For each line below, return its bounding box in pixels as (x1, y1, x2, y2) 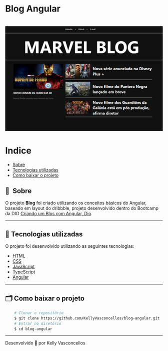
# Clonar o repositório (14, 310, 64, 315)
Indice (5, 145, 31, 156)
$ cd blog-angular (14, 326, 52, 331)
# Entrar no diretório (14, 321, 61, 326)
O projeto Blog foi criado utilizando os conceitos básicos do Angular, (5, 200, 146, 206)
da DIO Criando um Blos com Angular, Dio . (5, 211, 92, 217)
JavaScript (12, 264, 35, 270)
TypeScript (12, 269, 35, 275)
